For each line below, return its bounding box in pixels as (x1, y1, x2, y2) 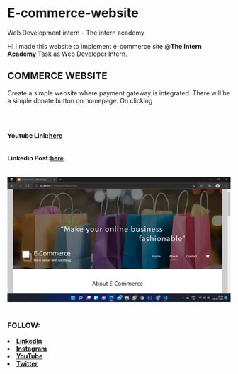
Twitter (16, 359, 38, 368)
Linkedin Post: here (7, 153, 64, 162)
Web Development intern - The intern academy (7, 28, 145, 37)
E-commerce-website (7, 5, 140, 21)
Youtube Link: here (7, 131, 63, 139)
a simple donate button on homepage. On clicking (7, 96, 153, 105)
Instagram (16, 344, 47, 353)
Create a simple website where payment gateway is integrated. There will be (7, 88, 231, 97)
